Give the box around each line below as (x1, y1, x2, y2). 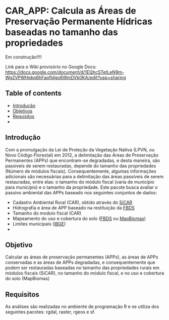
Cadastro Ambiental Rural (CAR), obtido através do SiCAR (12, 199, 133, 205)
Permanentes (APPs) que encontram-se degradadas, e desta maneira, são (5, 157, 160, 164)
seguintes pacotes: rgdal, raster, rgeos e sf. (5, 309, 96, 315)
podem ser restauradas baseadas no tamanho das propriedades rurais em (5, 265, 160, 271)
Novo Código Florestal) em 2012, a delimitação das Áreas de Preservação (5, 152, 159, 158)
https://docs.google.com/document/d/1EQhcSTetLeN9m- (5, 69, 125, 75)
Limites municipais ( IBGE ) (12, 221, 66, 227)
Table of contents (5, 89, 62, 98)
